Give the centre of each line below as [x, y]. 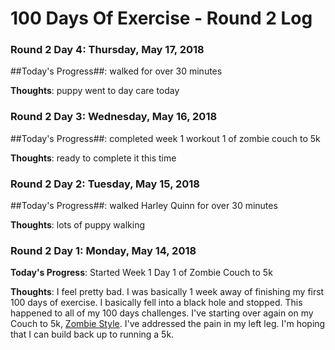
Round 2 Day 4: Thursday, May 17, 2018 [107, 50]
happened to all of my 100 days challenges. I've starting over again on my [162, 313]
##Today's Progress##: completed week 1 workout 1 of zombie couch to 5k [165, 138]
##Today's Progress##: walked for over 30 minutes [116, 71]
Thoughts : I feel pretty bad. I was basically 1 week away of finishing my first [167, 292]
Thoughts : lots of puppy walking [78, 225]
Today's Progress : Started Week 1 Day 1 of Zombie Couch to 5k [141, 273]
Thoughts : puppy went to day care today [95, 91]
